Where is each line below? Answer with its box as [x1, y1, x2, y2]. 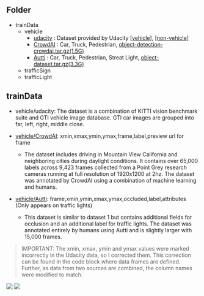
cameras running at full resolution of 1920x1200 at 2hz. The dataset [24, 170, 195, 177]
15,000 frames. [24, 233, 62, 240]
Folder [6, 5, 32, 15]
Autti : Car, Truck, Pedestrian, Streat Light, [33, 53, 140, 61]
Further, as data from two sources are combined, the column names [21, 264, 192, 271]
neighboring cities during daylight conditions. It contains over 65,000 [24, 157, 199, 164]
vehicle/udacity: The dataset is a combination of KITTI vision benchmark [15, 107, 198, 115]
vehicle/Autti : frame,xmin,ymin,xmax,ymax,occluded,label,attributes [15, 195, 186, 202]
